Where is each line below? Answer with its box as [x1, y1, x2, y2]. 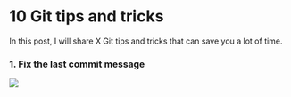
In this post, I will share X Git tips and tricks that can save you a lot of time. [9, 36, 283, 46]
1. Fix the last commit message [9, 58, 145, 70]
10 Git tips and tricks [9, 6, 164, 27]
